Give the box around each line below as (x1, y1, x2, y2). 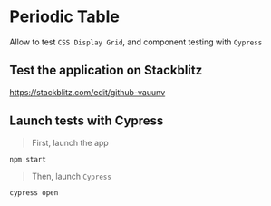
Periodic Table (9, 6, 121, 27)
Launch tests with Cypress (9, 113, 164, 129)
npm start (9, 154, 47, 164)
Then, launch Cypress (31, 171, 111, 182)
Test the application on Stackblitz (9, 63, 203, 78)
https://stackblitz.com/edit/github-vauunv (9, 86, 166, 97)
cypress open (9, 189, 59, 198)
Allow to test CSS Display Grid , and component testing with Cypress (9, 36, 263, 47)
